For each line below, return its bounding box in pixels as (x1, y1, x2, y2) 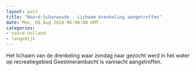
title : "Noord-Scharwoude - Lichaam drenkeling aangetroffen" (6, 14, 162, 20)
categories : (6, 25, 35, 31)
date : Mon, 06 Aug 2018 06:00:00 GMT (6, 19, 99, 25)
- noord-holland (6, 31, 46, 36)
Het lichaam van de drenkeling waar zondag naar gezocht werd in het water (6, 52, 190, 59)
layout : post (6, 8, 38, 15)
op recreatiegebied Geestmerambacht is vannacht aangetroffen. (6, 58, 162, 65)
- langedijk (6, 36, 35, 42)
